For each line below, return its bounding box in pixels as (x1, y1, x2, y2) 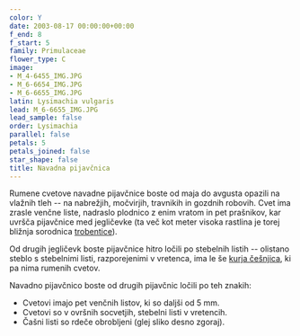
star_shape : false (9, 155, 78, 164)
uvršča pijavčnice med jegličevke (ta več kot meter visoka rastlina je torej (9, 217, 280, 227)
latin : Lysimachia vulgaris (9, 96, 115, 106)
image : (9, 64, 34, 73)
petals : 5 (9, 138, 47, 147)
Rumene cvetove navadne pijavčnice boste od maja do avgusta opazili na (9, 188, 280, 199)
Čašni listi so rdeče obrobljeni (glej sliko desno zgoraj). (22, 316, 225, 328)
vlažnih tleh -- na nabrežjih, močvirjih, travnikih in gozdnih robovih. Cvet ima (9, 198, 291, 208)
